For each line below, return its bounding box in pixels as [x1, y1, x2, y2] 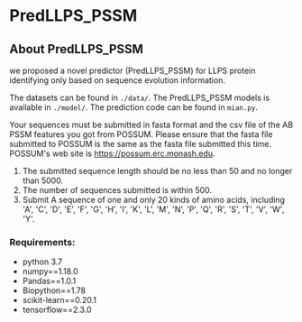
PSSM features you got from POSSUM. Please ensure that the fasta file [9, 129, 273, 140]
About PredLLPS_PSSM [9, 41, 144, 57]
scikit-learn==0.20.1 [22, 295, 97, 306]
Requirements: [9, 235, 76, 248]
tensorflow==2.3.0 [22, 304, 92, 316]
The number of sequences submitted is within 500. [22, 185, 213, 195]
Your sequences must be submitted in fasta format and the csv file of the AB [9, 119, 294, 130]
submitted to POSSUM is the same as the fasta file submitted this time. [9, 139, 272, 149]
